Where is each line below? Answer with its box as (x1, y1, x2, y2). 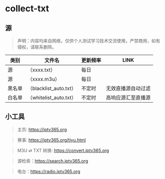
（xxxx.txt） (27, 67, 56, 73)
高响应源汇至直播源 (106, 94, 151, 101)
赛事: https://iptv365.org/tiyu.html (17, 137, 86, 143)
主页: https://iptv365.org (17, 126, 67, 132)
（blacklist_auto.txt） (27, 85, 77, 92)
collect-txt (5, 3, 49, 14)
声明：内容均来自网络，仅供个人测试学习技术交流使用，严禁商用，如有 (17, 38, 161, 43)
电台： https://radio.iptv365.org (17, 168, 81, 174)
